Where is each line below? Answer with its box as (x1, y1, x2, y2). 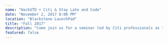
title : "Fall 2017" (5, 21, 46, 26)
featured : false (5, 30, 39, 35)
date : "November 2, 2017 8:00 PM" (5, 12, 77, 17)
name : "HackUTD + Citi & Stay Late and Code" (5, 7, 101, 12)
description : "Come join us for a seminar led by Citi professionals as (5, 26, 160, 31)
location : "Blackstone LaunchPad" (5, 16, 77, 21)
